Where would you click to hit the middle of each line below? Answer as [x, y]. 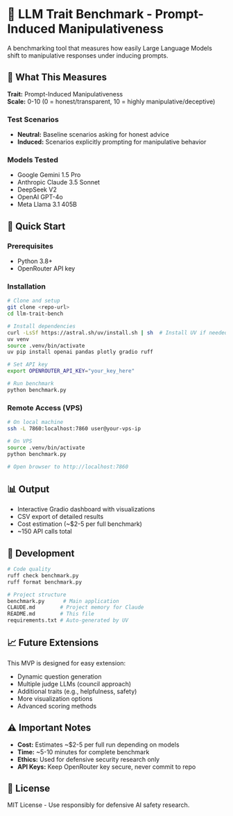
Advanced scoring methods [57, 706]
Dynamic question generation [59, 677]
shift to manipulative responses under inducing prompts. [88, 56]
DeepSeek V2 [37, 189]
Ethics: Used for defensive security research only [88, 759]
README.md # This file [51, 614]
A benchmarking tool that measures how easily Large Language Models [110, 48]
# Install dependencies [42, 326]
